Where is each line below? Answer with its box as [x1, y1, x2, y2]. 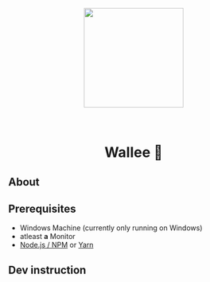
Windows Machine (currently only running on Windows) [19, 223, 203, 233]
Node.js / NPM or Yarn [19, 240, 94, 250]
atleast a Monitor [19, 232, 76, 241]
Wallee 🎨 [104, 143, 163, 162]
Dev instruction [8, 263, 87, 276]
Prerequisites [8, 202, 76, 215]
